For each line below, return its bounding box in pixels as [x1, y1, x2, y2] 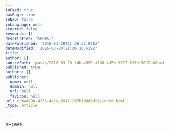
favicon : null [10, 93, 40, 99]
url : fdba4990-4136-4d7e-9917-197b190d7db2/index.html [5, 98, 125, 103]
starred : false [5, 27, 38, 32]
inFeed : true [5, 7, 33, 13]
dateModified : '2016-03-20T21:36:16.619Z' [5, 46, 98, 51]
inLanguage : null [5, 22, 43, 27]
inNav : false [5, 17, 33, 22]
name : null [10, 79, 33, 84]
